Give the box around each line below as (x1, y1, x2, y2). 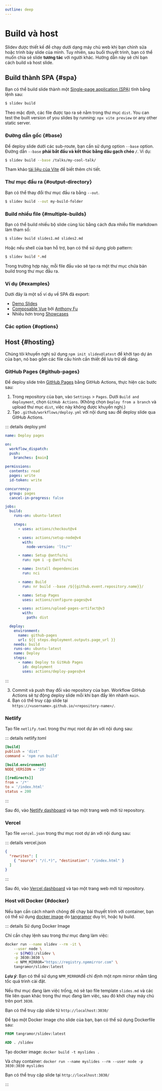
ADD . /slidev (5, 1040, 34, 1045)
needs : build (14, 642, 40, 647)
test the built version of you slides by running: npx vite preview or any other (5, 115, 158, 121)
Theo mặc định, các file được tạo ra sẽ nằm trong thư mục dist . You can (5, 110, 149, 115)
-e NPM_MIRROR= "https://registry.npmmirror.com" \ (14, 960, 118, 965)
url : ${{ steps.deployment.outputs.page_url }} (17, 637, 116, 642)
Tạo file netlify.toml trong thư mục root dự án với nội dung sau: (5, 726, 133, 732)
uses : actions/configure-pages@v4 (22, 597, 92, 602)
